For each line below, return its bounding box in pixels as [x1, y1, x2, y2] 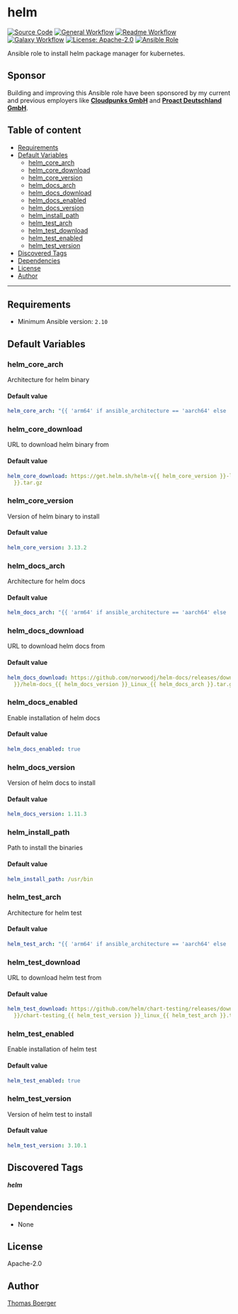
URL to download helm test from [7, 974, 102, 982]
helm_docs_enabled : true [7, 745, 81, 753]
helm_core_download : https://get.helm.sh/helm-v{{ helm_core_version [7, 472, 217, 479]
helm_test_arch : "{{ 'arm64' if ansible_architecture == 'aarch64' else [7, 940, 227, 948]
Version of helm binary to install [7, 512, 100, 521]
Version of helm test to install [7, 1109, 92, 1119]
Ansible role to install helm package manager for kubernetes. [7, 49, 186, 58]
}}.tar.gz [13, 479, 42, 487]
